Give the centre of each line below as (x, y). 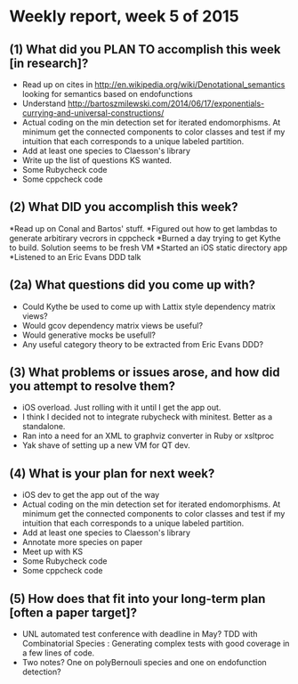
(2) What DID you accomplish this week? (124, 207)
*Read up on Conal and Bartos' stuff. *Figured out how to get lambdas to (143, 228)
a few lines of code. (58, 653)
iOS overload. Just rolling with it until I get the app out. (121, 408)
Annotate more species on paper (82, 542)
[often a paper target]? (73, 612)
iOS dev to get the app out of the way (91, 495)
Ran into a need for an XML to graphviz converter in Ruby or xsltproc (148, 436)
